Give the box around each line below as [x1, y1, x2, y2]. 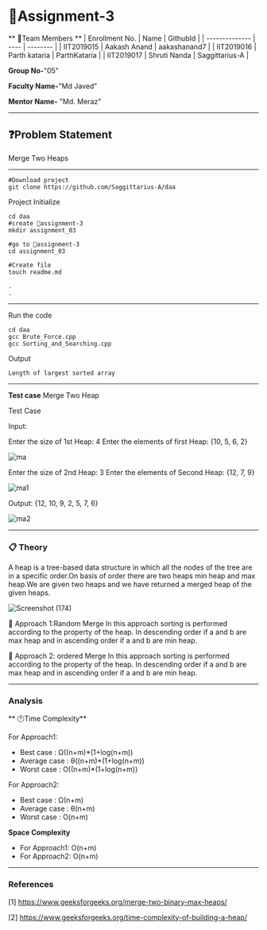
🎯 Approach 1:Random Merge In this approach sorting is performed [8, 619, 228, 628]
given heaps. [8, 588, 51, 597]
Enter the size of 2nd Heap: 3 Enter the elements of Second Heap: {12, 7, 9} [8, 467, 255, 477]
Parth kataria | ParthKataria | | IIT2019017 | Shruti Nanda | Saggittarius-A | [8, 50, 249, 60]
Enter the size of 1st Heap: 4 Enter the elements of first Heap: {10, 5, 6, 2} [8, 437, 248, 446]
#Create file [8, 261, 52, 269]
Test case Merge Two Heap [8, 390, 99, 400]
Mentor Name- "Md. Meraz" [8, 96, 102, 106]
